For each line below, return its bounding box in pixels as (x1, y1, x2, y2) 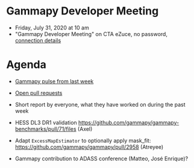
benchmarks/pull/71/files (14, 125, 77, 133)
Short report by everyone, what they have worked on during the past (14, 101, 186, 108)
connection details (14, 37, 61, 44)
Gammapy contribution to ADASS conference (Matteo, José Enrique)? (14, 155, 189, 162)
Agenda (6, 58, 46, 71)
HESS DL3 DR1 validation (14, 119, 77, 126)
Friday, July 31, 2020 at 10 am (14, 24, 89, 31)
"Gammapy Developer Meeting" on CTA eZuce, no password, (14, 30, 167, 37)
